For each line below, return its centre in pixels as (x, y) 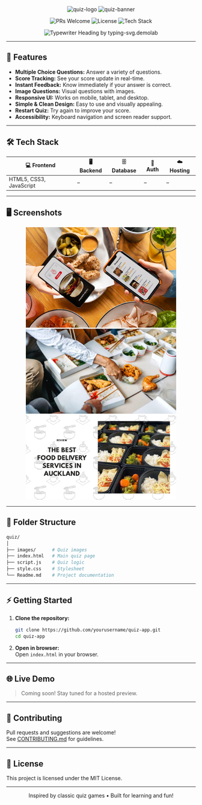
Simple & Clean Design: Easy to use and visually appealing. (89, 104)
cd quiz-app (30, 636)
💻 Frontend (41, 165)
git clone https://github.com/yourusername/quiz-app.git (88, 630)
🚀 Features (27, 57)
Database (124, 171)
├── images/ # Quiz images (47, 550)
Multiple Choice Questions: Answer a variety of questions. (88, 72)
